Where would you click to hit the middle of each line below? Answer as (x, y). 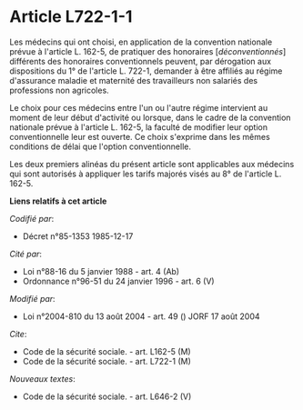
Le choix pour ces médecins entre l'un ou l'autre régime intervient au (139, 107)
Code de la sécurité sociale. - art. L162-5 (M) (106, 351)
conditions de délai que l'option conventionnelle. (100, 146)
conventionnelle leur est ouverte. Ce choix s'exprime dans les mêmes (140, 136)
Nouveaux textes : (42, 378)
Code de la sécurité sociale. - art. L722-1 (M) (106, 361)
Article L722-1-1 (71, 17)
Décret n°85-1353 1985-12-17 (78, 236)
